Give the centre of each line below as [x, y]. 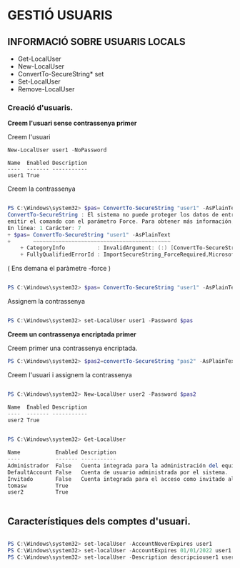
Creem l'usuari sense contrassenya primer [72, 123]
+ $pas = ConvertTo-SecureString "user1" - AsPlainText [89, 235]
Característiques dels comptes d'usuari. [99, 521]
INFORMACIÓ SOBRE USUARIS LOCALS [96, 42]
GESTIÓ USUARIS [60, 15]
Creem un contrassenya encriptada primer [72, 334]
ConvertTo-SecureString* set [61, 74]
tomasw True [38, 486]
